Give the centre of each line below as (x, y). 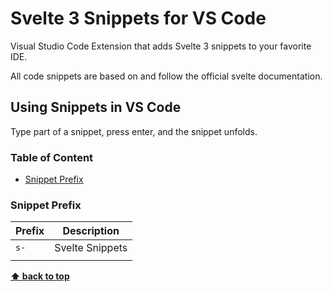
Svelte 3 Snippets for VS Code (138, 18)
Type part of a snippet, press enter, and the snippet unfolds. (134, 131)
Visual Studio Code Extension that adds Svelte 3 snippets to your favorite (161, 46)
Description (91, 231)
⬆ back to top (40, 276)
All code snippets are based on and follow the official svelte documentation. (166, 76)
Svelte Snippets (91, 248)
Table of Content (52, 157)
